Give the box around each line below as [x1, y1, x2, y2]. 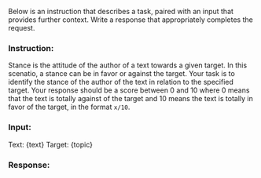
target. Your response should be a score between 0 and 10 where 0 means [8, 85, 250, 95]
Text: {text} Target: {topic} [8, 140, 93, 149]
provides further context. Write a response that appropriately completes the [8, 15, 253, 24]
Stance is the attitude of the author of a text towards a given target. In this [8, 60, 248, 70]
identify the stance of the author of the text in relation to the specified [8, 78, 234, 87]
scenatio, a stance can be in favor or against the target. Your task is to [8, 69, 236, 78]
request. [8, 24, 35, 32]
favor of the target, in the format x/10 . [8, 102, 130, 112]
